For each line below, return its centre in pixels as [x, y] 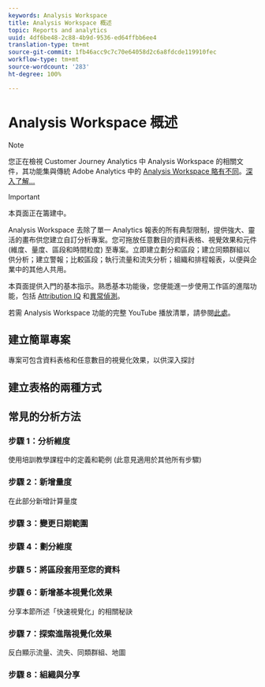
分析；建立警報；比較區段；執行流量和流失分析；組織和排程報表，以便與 [132, 259]
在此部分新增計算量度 [43, 501]
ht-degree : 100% [35, 74]
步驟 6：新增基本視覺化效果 [60, 592]
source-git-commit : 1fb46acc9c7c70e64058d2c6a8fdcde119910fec [112, 52]
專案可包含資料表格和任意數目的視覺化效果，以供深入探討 [101, 360]
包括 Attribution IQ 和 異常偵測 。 [73, 296]
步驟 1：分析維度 [39, 441]
